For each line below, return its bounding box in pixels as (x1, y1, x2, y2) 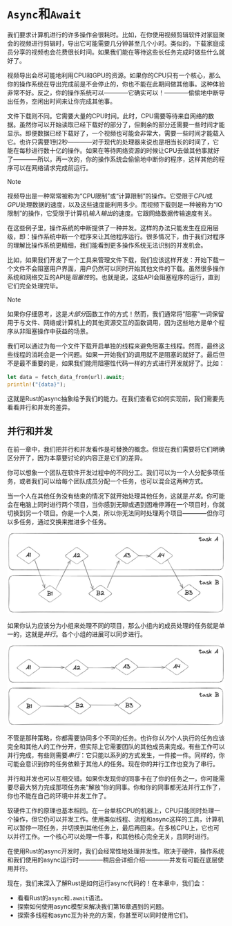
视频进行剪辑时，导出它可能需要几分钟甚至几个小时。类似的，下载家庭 (19, 39, 219, 47)
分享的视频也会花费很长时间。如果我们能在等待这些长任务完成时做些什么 (12, 48, 219, 56)
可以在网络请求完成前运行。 (12, 163, 92, 172)
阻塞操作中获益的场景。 (25, 326, 92, 335)
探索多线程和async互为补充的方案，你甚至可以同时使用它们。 (17, 911, 192, 920)
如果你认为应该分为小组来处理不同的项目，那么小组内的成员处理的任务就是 (7, 621, 219, 629)
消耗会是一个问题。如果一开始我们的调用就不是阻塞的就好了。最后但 (30, 350, 225, 358)
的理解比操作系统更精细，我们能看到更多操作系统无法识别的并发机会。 (7, 241, 207, 249)
